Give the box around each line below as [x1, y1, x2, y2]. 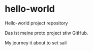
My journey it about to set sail [5, 39, 67, 46]
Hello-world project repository [5, 20, 68, 26]
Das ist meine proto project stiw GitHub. [5, 30, 88, 36]
